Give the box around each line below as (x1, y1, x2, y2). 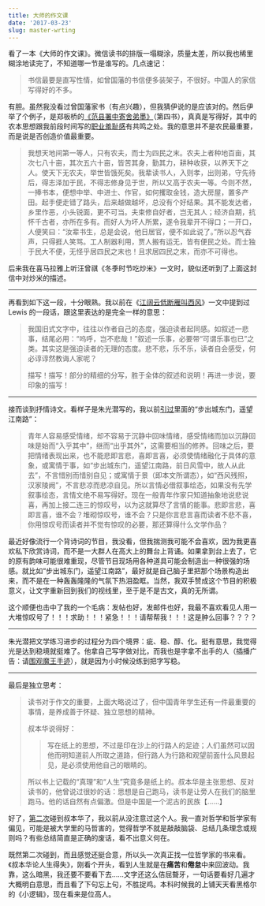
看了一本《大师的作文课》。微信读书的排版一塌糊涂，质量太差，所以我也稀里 (8, 49, 254, 58)
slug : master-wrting (8, 26, 77, 34)
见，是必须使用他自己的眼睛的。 (47, 760, 151, 770)
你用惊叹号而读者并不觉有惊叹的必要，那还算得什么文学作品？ (27, 520, 229, 529)
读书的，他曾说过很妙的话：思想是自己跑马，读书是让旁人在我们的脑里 (27, 787, 256, 796)
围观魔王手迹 (28, 656, 71, 666)
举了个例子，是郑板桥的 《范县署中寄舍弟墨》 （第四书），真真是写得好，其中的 (8, 112, 257, 121)
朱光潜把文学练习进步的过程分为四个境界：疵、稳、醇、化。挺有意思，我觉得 (8, 636, 257, 647)
